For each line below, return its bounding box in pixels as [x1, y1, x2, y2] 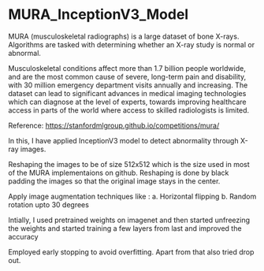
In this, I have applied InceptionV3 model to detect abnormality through [8, 135, 239, 145]
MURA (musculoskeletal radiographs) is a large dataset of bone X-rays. [8, 32, 240, 41]
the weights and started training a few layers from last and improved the [8, 223, 242, 233]
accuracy [8, 232, 39, 241]
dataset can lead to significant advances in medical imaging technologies [8, 88, 247, 98]
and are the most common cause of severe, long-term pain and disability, [8, 72, 247, 81]
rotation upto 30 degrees [8, 199, 89, 210]
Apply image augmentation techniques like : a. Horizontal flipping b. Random [8, 191, 257, 201]
